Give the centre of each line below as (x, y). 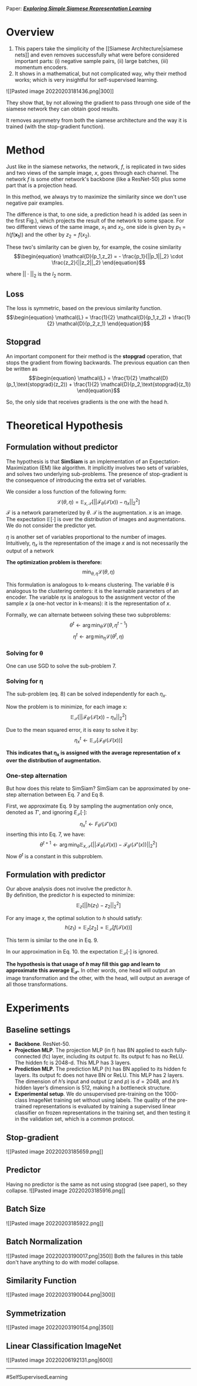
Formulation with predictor (56, 874)
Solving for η (25, 681)
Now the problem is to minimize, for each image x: (67, 707)
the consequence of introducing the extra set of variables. (76, 480)
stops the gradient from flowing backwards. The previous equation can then (98, 362)
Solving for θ (25, 653)
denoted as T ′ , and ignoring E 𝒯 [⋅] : (47, 813)
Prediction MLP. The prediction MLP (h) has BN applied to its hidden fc (101, 1069)
